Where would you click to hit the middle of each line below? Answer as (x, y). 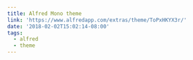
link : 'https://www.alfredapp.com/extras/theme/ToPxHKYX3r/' (97, 20)
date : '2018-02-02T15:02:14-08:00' (58, 26)
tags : (15, 33)
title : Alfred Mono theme (44, 13)
